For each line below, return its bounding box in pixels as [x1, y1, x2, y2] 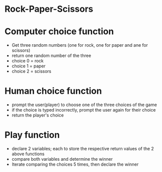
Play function [4, 129, 60, 141]
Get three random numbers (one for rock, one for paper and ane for [11, 42, 148, 48]
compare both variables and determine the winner [11, 156, 113, 162]
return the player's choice [11, 112, 64, 118]
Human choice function [4, 86, 102, 97]
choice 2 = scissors [11, 68, 52, 74]
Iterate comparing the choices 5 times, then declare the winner [11, 161, 139, 167]
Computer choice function [4, 26, 114, 37]
